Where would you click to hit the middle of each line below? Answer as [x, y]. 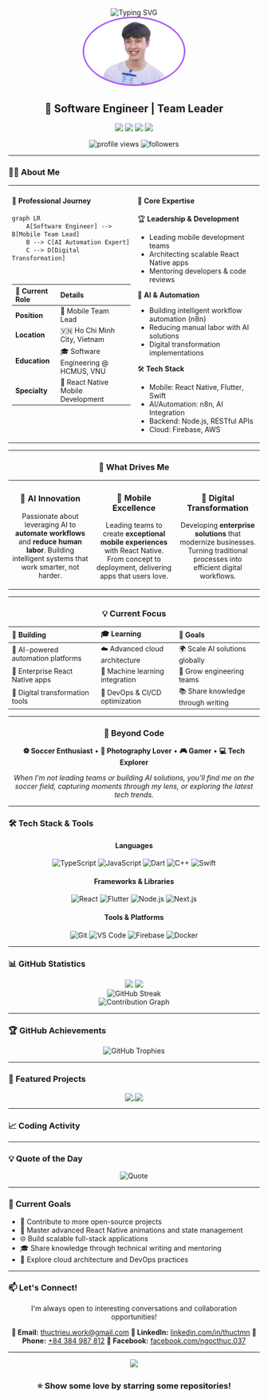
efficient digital [218, 568]
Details [72, 295]
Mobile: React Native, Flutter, [196, 387]
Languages [134, 845]
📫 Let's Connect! [43, 1288]
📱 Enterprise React [42, 671]
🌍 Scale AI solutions [212, 648]
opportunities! [134, 1316]
